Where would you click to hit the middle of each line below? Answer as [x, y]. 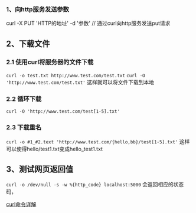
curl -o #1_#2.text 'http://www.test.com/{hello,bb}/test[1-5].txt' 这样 [98, 141]
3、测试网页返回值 [40, 169]
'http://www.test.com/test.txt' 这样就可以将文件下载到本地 [80, 82]
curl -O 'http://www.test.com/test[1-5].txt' [63, 112]
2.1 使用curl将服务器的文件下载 [50, 62]
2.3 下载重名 [24, 127]
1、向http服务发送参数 [38, 9]
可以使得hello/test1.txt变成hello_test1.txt [55, 149]
